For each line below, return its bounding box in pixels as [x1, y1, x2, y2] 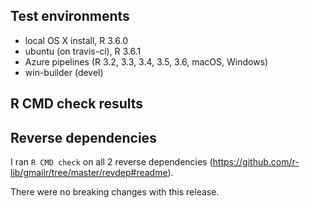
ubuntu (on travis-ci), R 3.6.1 [24, 45, 142, 57]
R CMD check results [10, 95, 144, 113]
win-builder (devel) [24, 66, 104, 78]
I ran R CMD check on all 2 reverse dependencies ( [10, 156, 213, 168]
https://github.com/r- [212, 156, 300, 168]
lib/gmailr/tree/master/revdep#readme [10, 167, 168, 179]
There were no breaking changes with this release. [10, 186, 220, 198]
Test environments [10, 8, 130, 25]
